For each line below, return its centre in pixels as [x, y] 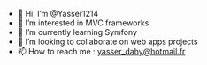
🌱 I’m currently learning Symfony [77, 32]
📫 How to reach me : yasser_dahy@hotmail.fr [101, 51]
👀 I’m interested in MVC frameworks [83, 23]
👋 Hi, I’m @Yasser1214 [58, 14]
